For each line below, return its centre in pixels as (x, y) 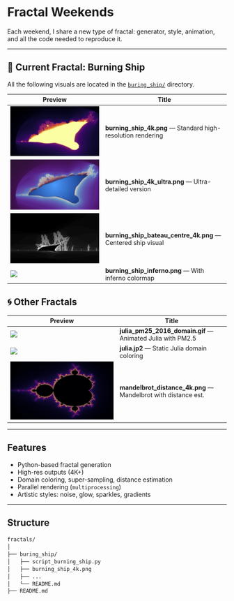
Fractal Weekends (61, 12)
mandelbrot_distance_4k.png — (167, 387)
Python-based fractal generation (64, 464)
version (140, 189)
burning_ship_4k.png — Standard (154, 128)
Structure (29, 522)
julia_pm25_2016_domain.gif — (166, 331)
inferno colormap (130, 278)
